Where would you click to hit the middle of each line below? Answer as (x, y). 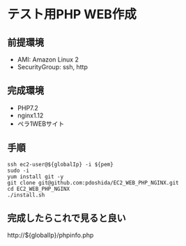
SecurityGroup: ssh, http (53, 67)
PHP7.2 (28, 108)
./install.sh (26, 195)
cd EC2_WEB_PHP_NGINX (39, 189)
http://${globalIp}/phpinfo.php (51, 236)
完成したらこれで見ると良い (67, 218)
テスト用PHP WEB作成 (72, 14)
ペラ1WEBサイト (41, 124)
